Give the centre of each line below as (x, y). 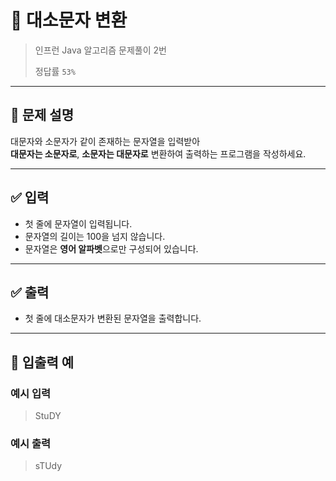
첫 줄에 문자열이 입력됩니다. (78, 223)
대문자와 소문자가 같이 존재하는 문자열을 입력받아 (105, 141)
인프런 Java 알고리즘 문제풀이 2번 (100, 50)
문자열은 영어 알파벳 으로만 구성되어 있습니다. (111, 248)
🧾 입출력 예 (42, 362)
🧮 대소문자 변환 (69, 20)
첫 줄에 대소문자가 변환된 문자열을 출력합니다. (113, 318)
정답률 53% (55, 71)
